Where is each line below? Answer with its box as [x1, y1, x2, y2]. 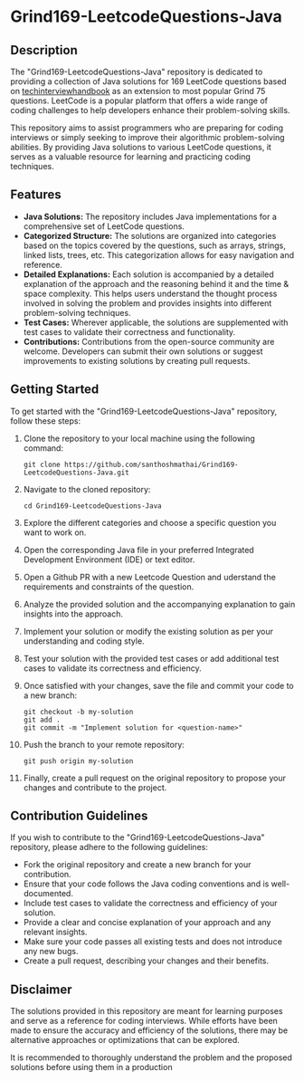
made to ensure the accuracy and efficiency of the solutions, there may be [10, 1025, 289, 1036]
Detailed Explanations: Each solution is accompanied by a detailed [23, 269, 274, 280]
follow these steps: [10, 415, 81, 426]
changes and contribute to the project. [23, 781, 167, 793]
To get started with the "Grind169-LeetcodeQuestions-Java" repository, [10, 406, 278, 416]
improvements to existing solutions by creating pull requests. [23, 355, 251, 366]
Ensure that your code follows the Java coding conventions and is [23, 878, 270, 889]
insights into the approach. [23, 608, 124, 619]
